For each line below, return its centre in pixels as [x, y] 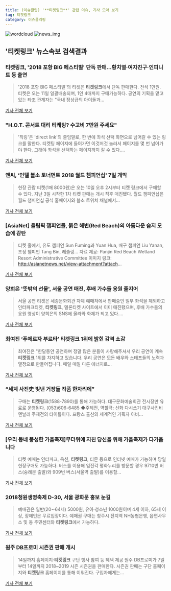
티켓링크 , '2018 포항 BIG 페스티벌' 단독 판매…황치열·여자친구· [77, 67]
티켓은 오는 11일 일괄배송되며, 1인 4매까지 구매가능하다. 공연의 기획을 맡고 [91, 93]
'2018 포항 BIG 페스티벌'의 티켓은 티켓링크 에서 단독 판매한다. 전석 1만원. [89, 87]
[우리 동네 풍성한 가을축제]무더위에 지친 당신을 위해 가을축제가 [77, 439]
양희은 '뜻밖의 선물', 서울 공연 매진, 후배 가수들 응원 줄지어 [72, 289]
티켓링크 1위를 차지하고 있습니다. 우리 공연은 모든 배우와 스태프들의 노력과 [91, 358]
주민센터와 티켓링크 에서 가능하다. [67, 522]
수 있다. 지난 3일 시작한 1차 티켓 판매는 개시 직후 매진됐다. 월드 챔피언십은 [91, 194]
